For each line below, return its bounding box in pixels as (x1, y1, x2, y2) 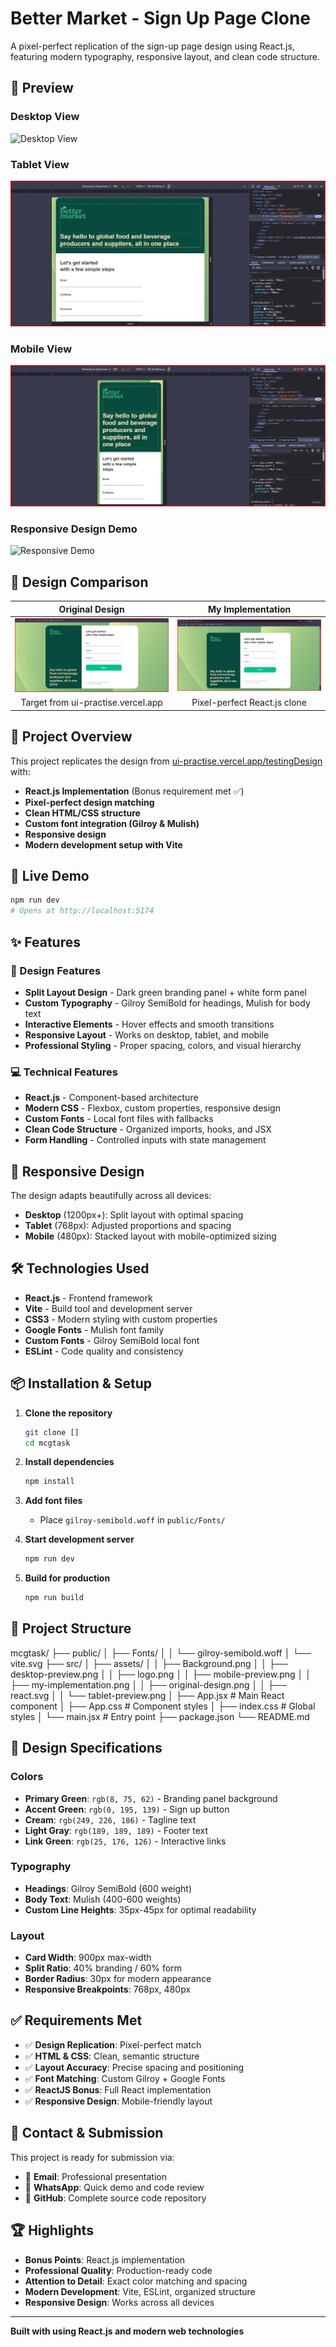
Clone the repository (24, 1407, 113, 1419)
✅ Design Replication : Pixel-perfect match (24, 2038, 202, 2051)
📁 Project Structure (10, 1620, 132, 1637)
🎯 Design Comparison (10, 573, 149, 591)
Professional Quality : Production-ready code (24, 2264, 213, 2276)
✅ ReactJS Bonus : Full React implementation (24, 2083, 212, 2096)
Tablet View (10, 157, 70, 171)
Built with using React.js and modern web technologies (10, 2325, 245, 2337)
